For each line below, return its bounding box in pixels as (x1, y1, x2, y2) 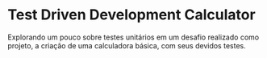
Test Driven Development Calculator (7, 6, 256, 24)
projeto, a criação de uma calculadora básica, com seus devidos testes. (7, 40, 247, 50)
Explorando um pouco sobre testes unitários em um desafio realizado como (7, 32, 260, 42)
